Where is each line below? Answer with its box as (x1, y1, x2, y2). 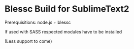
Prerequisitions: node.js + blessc (4, 19, 71, 25)
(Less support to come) (4, 38, 52, 44)
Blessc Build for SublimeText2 (4, 3, 130, 15)
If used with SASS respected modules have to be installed (4, 29, 122, 34)
